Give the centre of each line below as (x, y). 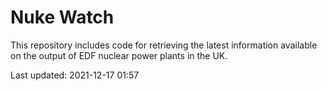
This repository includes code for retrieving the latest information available (164, 45)
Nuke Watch (62, 17)
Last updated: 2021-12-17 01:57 (75, 75)
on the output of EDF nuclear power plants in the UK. (119, 55)
